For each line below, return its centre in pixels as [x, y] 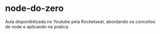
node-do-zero [34, 8]
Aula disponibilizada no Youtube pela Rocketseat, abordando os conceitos [80, 22]
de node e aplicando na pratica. [37, 26]
